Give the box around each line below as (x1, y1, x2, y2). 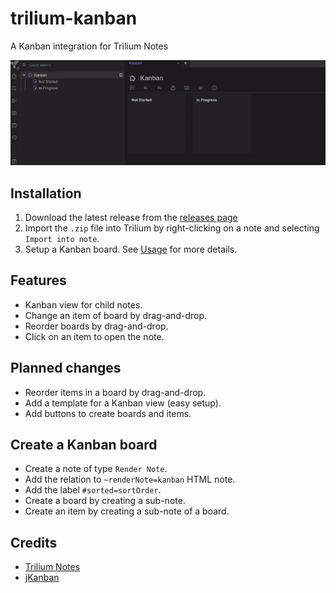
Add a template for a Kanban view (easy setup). (24, 397, 222, 409)
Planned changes (10, 360, 122, 377)
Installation (10, 185, 82, 202)
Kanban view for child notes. (24, 298, 143, 311)
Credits (10, 534, 58, 551)
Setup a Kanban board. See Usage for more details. (24, 243, 238, 255)
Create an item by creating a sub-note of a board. (24, 505, 230, 517)
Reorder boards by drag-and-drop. (24, 320, 169, 332)
